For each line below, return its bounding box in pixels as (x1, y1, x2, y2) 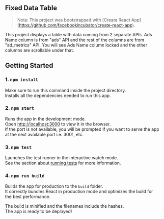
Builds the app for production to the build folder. (5, 183, 104, 189)
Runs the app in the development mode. (5, 116, 86, 122)
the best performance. (5, 194, 51, 200)
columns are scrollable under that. (5, 47, 75, 53)
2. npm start (5, 105, 34, 112)
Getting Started (5, 61, 54, 70)
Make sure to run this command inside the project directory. (5, 87, 126, 93)
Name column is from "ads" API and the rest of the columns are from (5, 37, 144, 43)
